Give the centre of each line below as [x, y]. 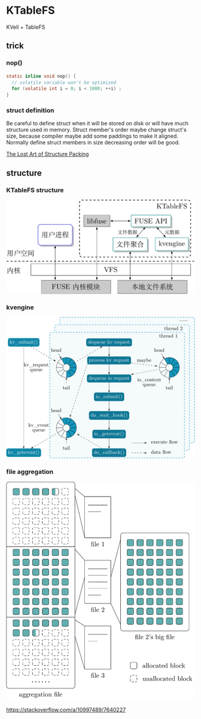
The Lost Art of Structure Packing [48, 154]
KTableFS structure [35, 190]
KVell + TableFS [26, 27]
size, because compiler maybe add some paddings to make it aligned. [92, 136]
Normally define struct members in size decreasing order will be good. [93, 143]
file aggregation [30, 472]
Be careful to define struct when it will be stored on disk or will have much [98, 123]
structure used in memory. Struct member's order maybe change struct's [96, 130]
